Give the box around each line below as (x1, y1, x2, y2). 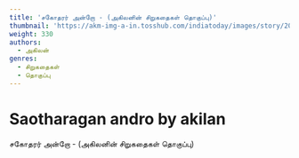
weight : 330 (9, 29, 53, 38)
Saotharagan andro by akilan (9, 108, 226, 129)
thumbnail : (9, 21, 50, 30)
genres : (9, 54, 38, 63)
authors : (9, 37, 42, 47)
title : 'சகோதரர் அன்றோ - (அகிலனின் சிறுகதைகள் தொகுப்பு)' (9, 12, 217, 22)
